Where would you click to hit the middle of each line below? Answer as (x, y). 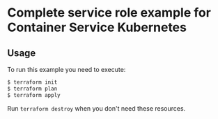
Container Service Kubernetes (97, 27)
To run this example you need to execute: (67, 70)
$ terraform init (32, 82)
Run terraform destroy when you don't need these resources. (96, 108)
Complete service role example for (109, 13)
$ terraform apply (34, 95)
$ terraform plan (32, 89)
